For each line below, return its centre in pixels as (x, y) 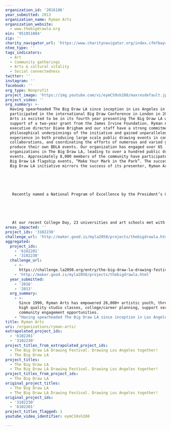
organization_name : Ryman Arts (38, 19)
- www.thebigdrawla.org (35, 29)
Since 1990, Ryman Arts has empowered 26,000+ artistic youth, (87, 303)
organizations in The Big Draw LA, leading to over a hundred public (85, 152)
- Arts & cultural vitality (40, 67)
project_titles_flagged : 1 (34, 412)
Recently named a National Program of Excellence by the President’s (87, 194)
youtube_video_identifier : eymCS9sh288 (48, 417)
